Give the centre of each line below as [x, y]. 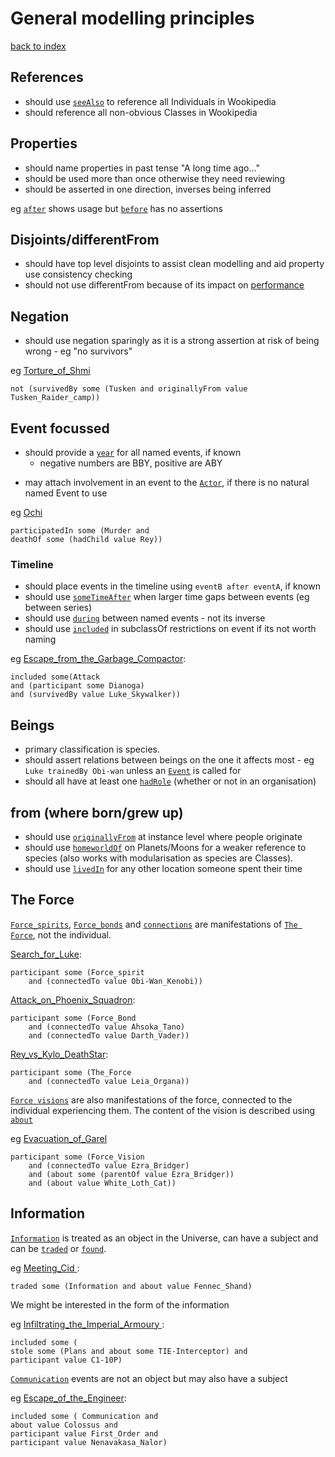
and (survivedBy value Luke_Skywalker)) [96, 695]
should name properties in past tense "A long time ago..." [142, 168]
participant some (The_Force [71, 1072]
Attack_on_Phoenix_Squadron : [73, 999]
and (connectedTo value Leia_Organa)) [109, 1081]
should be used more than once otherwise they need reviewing [155, 178]
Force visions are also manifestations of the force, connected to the [151, 1099]
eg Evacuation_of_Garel [59, 1138]
